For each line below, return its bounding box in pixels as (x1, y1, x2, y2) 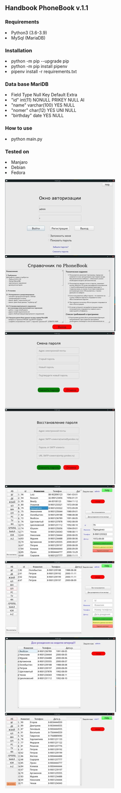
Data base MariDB (5, 81, 49, 87)
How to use (5, 125, 33, 131)
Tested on (5, 148, 29, 155)
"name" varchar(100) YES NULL (11, 102, 75, 108)
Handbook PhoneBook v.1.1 (5, 4, 89, 12)
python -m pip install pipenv (11, 63, 67, 69)
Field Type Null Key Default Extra (11, 92, 78, 98)
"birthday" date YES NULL (11, 112, 64, 119)
